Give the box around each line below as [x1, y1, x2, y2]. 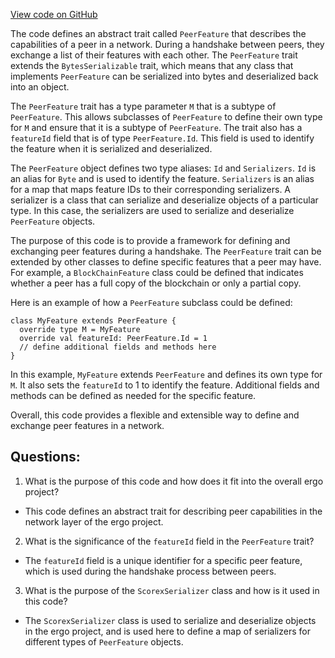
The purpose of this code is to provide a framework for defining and [10, 235, 291, 246]
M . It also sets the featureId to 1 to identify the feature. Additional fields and [10, 379, 320, 391]
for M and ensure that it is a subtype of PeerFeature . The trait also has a [10, 122, 303, 133]
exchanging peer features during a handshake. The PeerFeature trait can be [10, 245, 322, 257]
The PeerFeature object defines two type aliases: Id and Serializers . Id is [10, 162, 317, 174]
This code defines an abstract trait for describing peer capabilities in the [24, 505, 323, 517]
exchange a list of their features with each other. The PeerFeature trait [10, 49, 298, 61]
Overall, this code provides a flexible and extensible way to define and [10, 409, 300, 421]
